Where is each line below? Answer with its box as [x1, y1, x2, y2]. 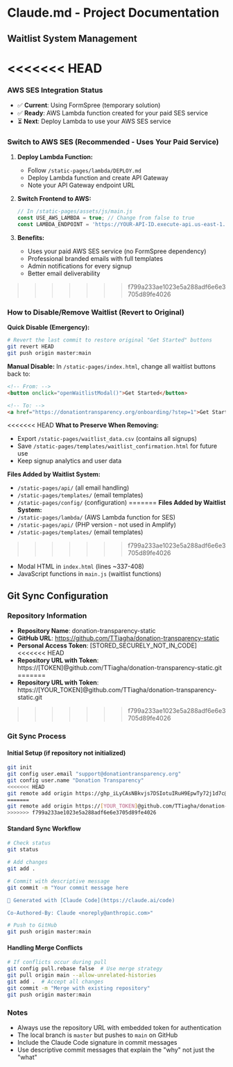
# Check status [7, 840, 51, 847]
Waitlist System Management [7, 33, 137, 45]
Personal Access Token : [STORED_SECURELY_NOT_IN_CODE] [17, 641, 198, 650]
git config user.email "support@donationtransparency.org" [7, 771, 182, 778]
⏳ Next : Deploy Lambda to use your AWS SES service [17, 117, 171, 126]
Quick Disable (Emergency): [7, 323, 90, 332]
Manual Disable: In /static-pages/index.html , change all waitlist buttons [7, 362, 216, 370]
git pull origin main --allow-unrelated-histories [7, 972, 157, 979]
